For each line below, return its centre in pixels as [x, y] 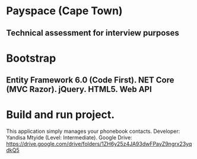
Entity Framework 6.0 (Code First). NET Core [90, 80]
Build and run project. [61, 115]
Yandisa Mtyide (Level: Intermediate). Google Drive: [69, 138]
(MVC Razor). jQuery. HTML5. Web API [79, 89]
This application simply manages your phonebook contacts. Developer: [93, 131]
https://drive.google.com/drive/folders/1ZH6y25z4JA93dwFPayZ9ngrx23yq [99, 144]
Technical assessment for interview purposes [93, 33]
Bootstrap [31, 58]
